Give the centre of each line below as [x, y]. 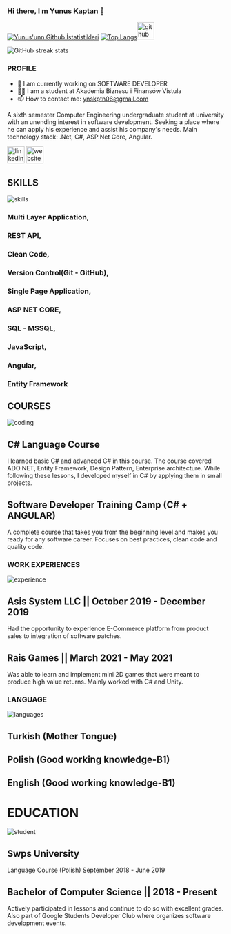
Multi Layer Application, [48, 217]
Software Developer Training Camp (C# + [98, 505]
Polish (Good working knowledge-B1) [89, 760]
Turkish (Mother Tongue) [62, 736]
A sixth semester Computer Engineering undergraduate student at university [115, 115]
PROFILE [22, 68]
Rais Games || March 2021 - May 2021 [90, 658]
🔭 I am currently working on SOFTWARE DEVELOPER [92, 83]
